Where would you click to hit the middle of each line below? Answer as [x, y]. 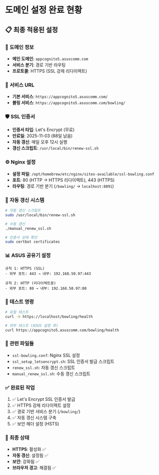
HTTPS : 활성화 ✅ [29, 449]
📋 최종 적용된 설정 [32, 30]
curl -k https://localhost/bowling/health [49, 317]
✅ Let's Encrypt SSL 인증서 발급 [44, 399]
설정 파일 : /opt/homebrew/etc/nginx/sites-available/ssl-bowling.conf [83, 174]
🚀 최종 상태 [17, 438]
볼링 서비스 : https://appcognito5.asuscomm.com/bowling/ [69, 103]
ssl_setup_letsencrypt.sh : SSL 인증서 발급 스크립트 [63, 361]
